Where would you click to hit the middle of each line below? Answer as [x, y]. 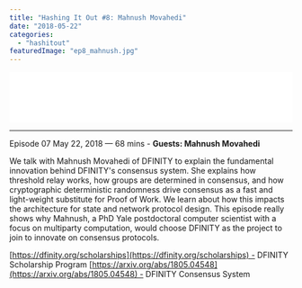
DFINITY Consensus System [198, 274]
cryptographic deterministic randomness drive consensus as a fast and [141, 190]
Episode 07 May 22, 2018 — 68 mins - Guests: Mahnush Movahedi [135, 144]
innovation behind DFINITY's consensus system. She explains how [133, 171]
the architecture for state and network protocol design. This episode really [147, 209]
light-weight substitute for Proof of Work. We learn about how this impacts [147, 200]
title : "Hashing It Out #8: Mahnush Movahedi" [98, 18]
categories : [31, 34]
